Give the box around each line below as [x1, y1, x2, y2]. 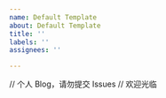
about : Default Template [9, 21, 101, 30]
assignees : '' [9, 46, 62, 55]
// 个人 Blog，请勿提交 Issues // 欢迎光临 [9, 79, 157, 89]
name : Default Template [9, 12, 98, 22]
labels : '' [9, 37, 50, 47]
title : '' [9, 29, 46, 38]
